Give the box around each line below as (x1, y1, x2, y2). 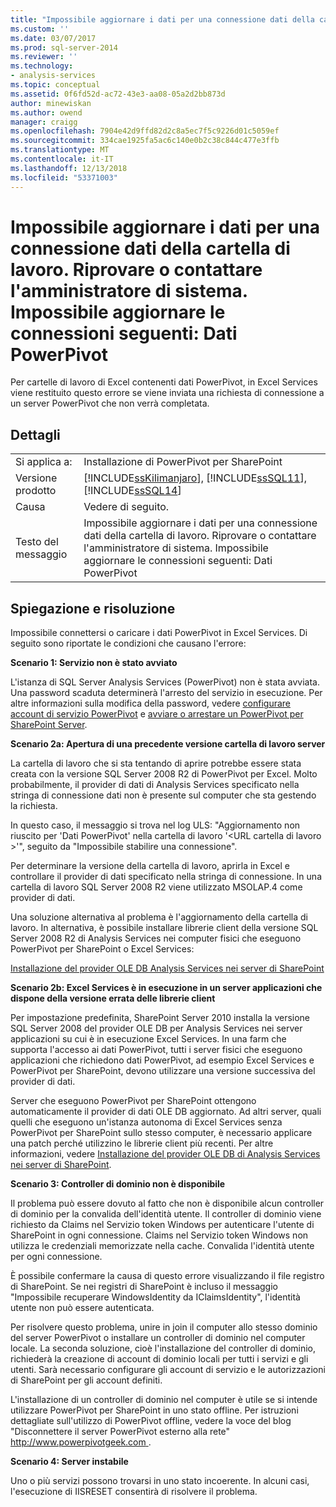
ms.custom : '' (10, 24, 70, 34)
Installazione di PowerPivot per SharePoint (83, 455, 283, 469)
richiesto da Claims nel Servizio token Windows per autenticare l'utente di (10, 1219, 315, 1231)
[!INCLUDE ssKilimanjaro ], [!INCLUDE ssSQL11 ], (83, 471, 307, 485)
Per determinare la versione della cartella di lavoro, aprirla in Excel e (10, 860, 290, 872)
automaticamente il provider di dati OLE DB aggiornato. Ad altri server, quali (10, 1106, 322, 1118)
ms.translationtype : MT (10, 145, 110, 155)
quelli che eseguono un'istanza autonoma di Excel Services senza (10, 1116, 283, 1128)
